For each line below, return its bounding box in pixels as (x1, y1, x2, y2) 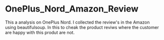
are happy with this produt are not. (5, 29, 75, 35)
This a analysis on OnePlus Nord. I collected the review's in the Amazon (5, 19, 150, 25)
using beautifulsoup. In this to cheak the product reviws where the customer (5, 24, 159, 30)
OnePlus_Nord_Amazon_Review (5, 3, 139, 14)
